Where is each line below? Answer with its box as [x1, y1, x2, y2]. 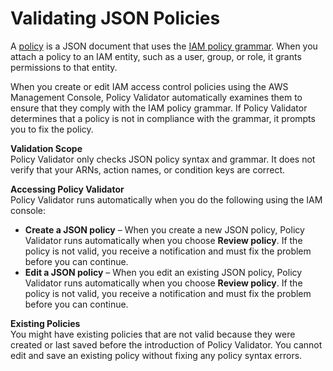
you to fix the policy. [10, 123, 94, 135]
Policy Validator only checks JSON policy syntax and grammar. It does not [10, 153, 316, 165]
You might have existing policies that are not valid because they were [10, 328, 296, 340]
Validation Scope [10, 142, 83, 154]
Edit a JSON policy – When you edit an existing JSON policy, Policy [24, 266, 303, 278]
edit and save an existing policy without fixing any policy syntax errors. [10, 349, 303, 361]
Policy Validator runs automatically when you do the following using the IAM [10, 193, 323, 206]
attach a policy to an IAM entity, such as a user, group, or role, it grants [10, 50, 302, 62]
